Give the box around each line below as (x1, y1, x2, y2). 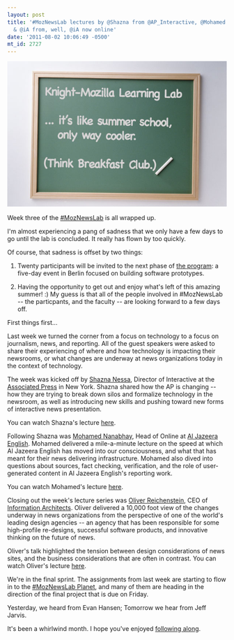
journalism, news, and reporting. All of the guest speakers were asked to (7, 339, 215, 347)
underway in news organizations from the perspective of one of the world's (7, 511, 224, 519)
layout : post (7, 11, 45, 18)
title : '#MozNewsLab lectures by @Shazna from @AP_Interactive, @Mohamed (7, 18, 226, 26)
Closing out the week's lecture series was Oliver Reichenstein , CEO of (7, 496, 208, 504)
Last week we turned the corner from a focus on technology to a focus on (7, 332, 219, 340)
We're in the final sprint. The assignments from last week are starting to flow (7, 575, 226, 583)
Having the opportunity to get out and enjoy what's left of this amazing (17, 282, 221, 291)
